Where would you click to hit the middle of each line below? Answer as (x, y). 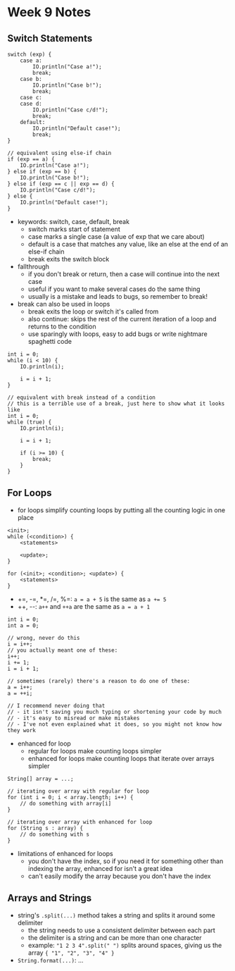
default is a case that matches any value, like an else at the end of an (128, 244)
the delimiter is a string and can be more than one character (115, 937)
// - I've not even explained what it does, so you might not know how (114, 724)
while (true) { (30, 422)
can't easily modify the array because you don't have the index (119, 876)
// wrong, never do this (44, 638)
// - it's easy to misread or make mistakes (74, 718)
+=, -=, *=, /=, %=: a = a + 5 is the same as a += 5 (92, 599)
